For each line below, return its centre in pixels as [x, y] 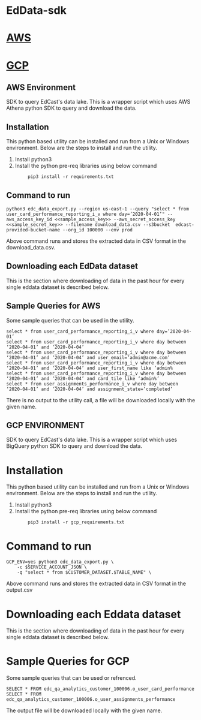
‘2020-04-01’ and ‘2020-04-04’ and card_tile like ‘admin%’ [83, 378]
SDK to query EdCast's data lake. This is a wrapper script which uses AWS [98, 102]
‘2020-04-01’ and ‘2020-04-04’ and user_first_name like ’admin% [89, 368]
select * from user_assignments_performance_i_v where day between [92, 384]
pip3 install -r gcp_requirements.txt [76, 522]
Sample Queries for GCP [68, 662]
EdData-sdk [37, 10]
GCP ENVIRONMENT [46, 425]
